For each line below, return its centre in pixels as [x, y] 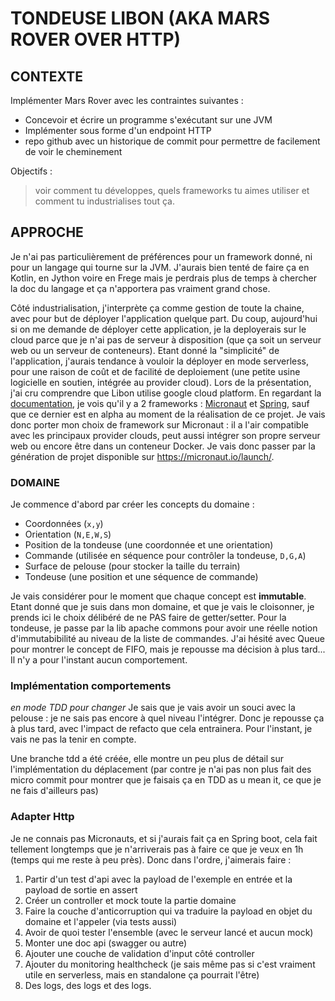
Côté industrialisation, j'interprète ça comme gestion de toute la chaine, [157, 308]
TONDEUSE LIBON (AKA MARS [140, 18]
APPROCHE [47, 232]
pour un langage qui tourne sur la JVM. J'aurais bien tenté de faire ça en [160, 267]
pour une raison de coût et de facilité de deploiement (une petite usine [155, 371]
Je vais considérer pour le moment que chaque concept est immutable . [158, 596]
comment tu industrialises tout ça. [104, 201]
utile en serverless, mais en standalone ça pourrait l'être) [142, 974]
